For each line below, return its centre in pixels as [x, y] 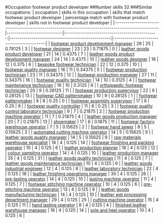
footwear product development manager [92, 43]
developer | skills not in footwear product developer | [59, 23]
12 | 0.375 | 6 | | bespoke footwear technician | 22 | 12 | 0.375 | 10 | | [74, 64]
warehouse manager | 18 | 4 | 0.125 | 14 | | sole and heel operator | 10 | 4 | [79, 210]
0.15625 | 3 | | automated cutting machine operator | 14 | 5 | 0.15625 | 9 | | [79, 132]
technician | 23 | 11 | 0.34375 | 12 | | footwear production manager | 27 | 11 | [81, 75]
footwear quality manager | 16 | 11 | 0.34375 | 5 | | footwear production [76, 70]
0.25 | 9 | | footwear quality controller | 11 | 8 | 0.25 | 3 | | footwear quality [79, 106]
